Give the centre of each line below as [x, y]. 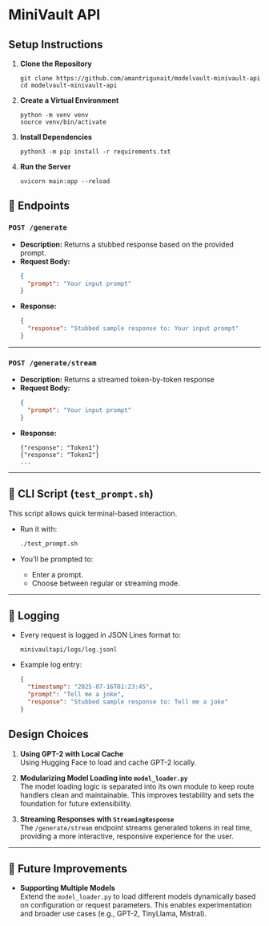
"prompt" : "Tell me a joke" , [76, 695]
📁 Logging [34, 616]
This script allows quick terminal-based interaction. [93, 513]
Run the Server [45, 167]
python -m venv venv [54, 115]
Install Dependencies [56, 137]
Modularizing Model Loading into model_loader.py [104, 777]
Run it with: [38, 528]
